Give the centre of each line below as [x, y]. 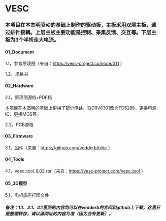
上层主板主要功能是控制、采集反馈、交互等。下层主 [96, 33]
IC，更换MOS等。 [23, 114]
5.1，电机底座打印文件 [27, 195]
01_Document [20, 52]
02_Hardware [19, 86]
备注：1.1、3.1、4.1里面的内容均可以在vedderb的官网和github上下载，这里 [81, 207]
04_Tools [15, 159]
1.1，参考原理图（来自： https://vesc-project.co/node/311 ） [65, 64]
